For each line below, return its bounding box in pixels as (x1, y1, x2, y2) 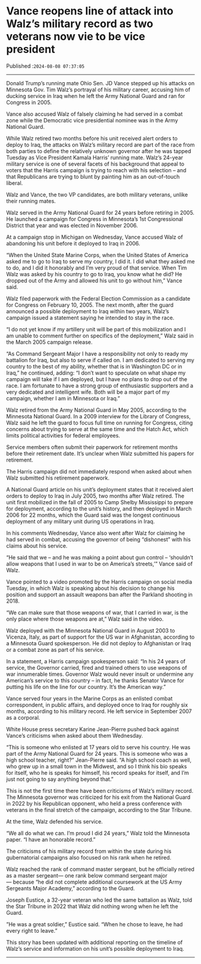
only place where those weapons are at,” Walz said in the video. (6, 615, 164, 622)
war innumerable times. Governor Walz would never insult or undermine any (6, 670, 194, 678)
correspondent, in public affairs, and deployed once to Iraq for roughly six (6, 701, 188, 708)
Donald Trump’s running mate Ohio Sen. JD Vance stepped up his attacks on (6, 79, 195, 86)
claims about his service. (6, 542, 68, 549)
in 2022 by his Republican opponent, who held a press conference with (6, 800, 182, 807)
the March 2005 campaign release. (6, 338, 93, 346)
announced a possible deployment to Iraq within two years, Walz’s (6, 307, 169, 315)
